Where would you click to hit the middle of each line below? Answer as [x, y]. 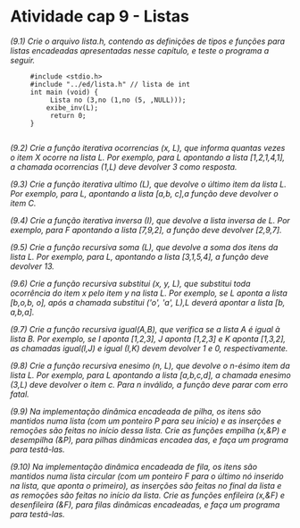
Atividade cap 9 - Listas [100, 17]
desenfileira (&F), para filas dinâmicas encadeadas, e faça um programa [145, 504]
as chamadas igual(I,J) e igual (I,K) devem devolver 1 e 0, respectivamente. [149, 348]
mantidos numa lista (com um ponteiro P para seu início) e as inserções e [146, 421]
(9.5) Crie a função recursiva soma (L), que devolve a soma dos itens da [144, 247]
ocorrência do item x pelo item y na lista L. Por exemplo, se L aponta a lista [149, 293]
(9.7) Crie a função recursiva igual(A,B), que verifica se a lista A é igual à [145, 329]
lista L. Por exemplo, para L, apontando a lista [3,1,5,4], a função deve [139, 256]
